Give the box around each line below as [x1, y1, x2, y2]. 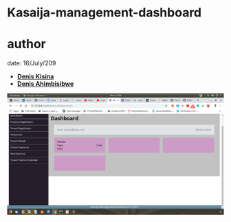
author [7, 36, 47, 52]
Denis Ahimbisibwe [16, 80, 74, 88]
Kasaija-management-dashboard [7, 5, 202, 21]
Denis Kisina [16, 72, 54, 80]
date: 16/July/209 [7, 59, 56, 67]
